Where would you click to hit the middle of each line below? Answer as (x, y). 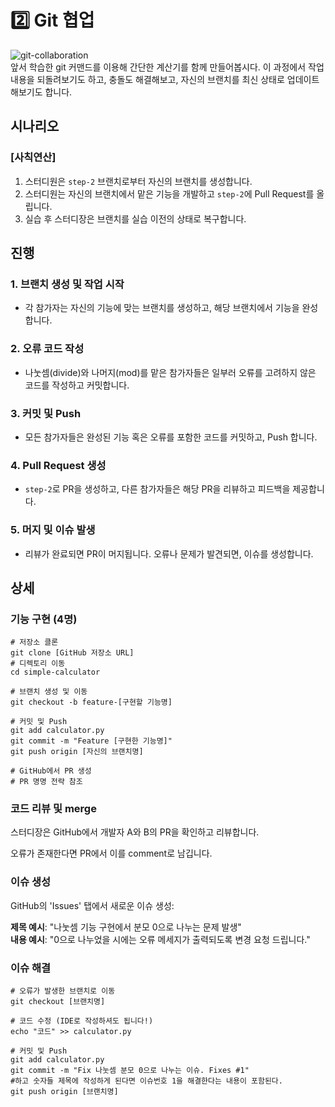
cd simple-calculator (55, 672)
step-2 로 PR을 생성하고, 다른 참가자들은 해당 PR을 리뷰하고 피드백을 (157, 489)
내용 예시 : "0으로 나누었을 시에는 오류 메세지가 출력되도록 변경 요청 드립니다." (160, 939)
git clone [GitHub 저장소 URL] (72, 653)
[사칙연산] (33, 158)
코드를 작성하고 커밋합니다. (77, 385)
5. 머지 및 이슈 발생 (53, 530)
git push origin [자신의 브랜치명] (77, 752)
